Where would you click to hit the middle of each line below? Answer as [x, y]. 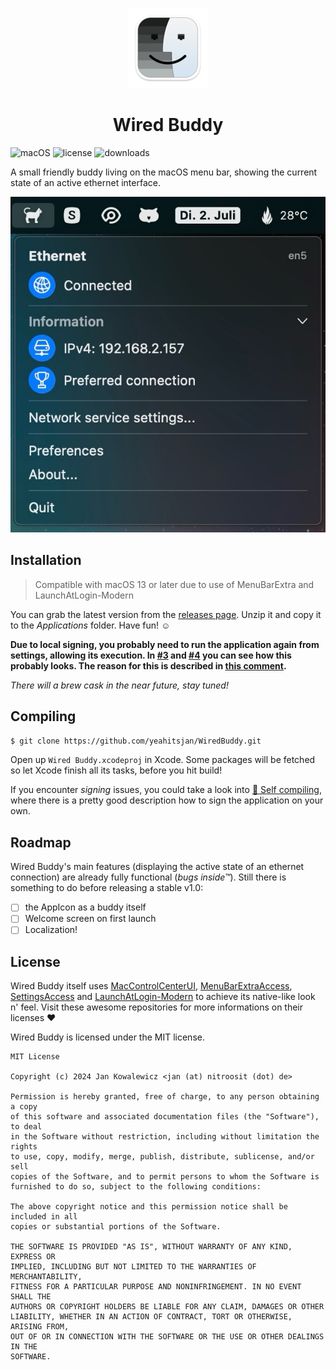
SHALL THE [31, 1297]
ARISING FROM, [40, 1327]
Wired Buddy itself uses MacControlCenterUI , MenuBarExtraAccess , [151, 986]
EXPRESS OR [33, 1257]
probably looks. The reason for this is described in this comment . [148, 665]
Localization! [51, 930]
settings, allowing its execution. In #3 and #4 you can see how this [151, 655]
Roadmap [41, 842]
